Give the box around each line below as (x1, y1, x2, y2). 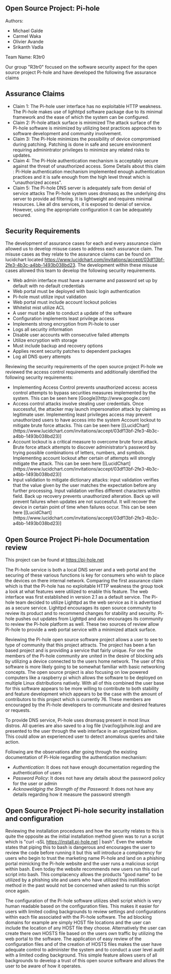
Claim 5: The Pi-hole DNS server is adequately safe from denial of (12, 184, 152, 191)
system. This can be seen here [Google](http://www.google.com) (12, 395, 151, 401)
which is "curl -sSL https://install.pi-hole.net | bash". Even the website (5, 839, 153, 845)
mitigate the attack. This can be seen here (12, 460, 102, 467)
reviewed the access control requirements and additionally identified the (5, 369, 157, 375)
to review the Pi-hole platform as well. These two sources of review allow (5, 621, 159, 627)
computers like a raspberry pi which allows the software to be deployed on (5, 674, 163, 681)
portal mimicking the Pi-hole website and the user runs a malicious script (5, 860, 159, 867)
